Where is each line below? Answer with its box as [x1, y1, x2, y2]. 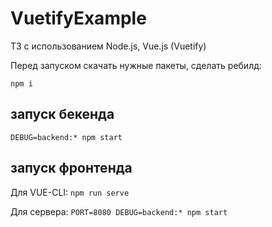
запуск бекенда [10, 106, 115, 123]
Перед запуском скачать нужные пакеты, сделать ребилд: [10, 59, 262, 71]
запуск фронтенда [10, 160, 133, 177]
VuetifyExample [10, 7, 147, 30]
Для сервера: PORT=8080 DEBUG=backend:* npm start [10, 205, 228, 217]
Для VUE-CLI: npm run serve [10, 186, 130, 198]
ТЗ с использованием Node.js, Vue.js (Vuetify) [10, 40, 207, 52]
